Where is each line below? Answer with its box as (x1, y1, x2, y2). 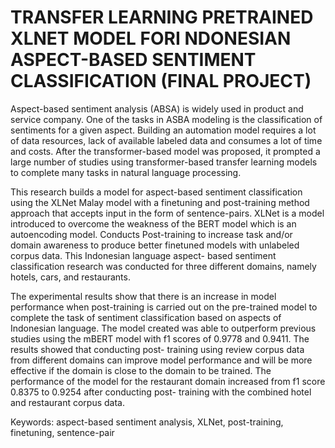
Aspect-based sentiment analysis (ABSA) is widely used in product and (10, 102, 304, 115)
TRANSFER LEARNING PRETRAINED (10, 6, 314, 29)
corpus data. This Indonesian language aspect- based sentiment (10, 249, 277, 261)
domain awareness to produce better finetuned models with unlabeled (10, 239, 300, 251)
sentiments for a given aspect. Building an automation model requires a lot (10, 124, 317, 136)
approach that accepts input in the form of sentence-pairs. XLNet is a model (10, 207, 325, 219)
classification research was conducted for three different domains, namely (10, 260, 317, 272)
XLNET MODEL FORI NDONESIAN (10, 27, 292, 50)
